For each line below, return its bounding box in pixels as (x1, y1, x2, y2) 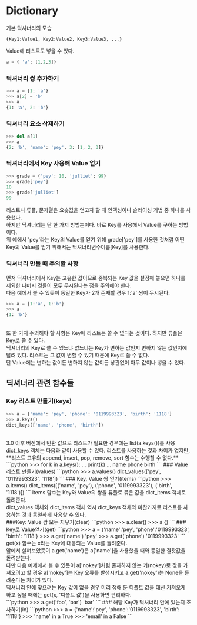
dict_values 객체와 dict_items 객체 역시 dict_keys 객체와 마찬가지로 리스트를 (6, 504, 182, 511)
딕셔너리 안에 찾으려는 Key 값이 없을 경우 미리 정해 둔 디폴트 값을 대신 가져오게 (6, 584, 186, 591)
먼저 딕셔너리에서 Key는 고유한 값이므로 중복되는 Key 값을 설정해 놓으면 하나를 (6, 274, 186, 281)
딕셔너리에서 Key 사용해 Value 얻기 (6, 159, 101, 168)
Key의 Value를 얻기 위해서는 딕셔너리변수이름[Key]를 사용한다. (6, 243, 150, 250)
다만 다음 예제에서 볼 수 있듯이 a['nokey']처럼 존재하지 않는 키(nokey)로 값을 (6, 562, 182, 569)
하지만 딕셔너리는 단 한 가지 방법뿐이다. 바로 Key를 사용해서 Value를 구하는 (6, 222, 178, 229)
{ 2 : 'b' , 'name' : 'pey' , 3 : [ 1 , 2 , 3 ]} (6, 144, 104, 150)
